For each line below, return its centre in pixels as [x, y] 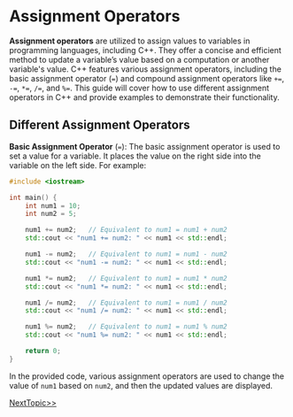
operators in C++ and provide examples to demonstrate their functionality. [145, 97]
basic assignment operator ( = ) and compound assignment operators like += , [147, 78]
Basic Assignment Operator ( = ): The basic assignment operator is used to [145, 146]
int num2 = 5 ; [51, 214]
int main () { [33, 197]
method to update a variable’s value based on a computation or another [139, 59]
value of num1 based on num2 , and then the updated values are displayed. [141, 385]
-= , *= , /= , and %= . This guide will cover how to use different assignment [139, 88]
